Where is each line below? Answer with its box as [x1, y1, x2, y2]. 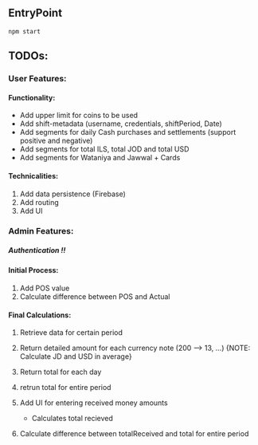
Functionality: [8, 93, 56, 102]
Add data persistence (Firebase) [19, 189, 126, 199]
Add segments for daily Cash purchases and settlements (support [19, 128, 236, 137]
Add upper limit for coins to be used [19, 111, 138, 120]
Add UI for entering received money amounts [19, 398, 169, 408]
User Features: [8, 73, 67, 85]
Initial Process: [8, 266, 59, 275]
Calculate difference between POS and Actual [19, 292, 170, 301]
